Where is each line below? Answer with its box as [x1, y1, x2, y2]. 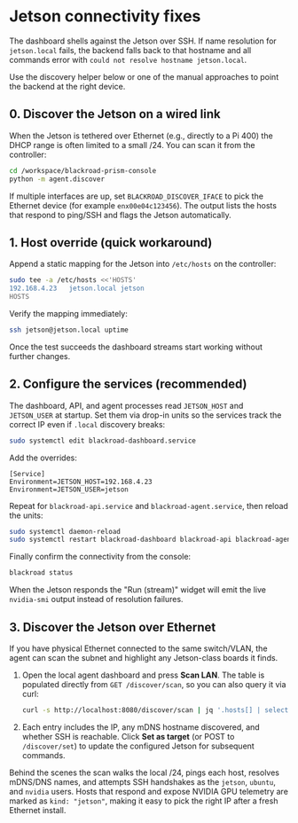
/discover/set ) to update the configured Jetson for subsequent [21, 741, 255, 751]
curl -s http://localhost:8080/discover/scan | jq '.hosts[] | [21, 705, 262, 715]
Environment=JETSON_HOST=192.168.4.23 [9, 477, 153, 486]
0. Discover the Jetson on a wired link [9, 106, 221, 121]
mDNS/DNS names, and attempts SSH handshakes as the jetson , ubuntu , [9, 776, 277, 787]
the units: [9, 510, 43, 521]
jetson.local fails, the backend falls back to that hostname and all [9, 44, 252, 55]
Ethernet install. [9, 804, 67, 815]
